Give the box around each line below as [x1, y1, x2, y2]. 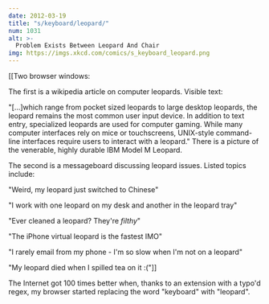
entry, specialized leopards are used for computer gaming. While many [8, 120, 243, 129]
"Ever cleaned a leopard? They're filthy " [8, 216, 141, 225]
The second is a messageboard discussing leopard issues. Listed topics [8, 161, 247, 170]
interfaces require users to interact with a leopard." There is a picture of [22, 137, 259, 146]
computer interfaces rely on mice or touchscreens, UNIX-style [8, 128, 214, 138]
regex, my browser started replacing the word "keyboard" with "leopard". [8, 287, 251, 296]
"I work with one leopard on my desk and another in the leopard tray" [8, 200, 238, 210]
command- [215, 128, 253, 138]
